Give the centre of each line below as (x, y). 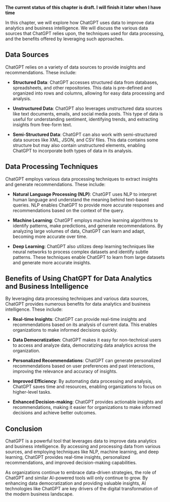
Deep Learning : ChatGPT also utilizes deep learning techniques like (83, 246)
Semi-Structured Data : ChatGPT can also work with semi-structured (85, 134)
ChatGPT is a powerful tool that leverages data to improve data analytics (81, 441)
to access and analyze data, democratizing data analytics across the (84, 345)
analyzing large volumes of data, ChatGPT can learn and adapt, (79, 231)
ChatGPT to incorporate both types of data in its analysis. (73, 151)
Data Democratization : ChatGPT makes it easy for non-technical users (87, 340)
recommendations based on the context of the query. (68, 210)
